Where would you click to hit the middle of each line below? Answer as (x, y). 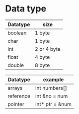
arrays (15, 88)
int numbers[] (51, 88)
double (16, 65)
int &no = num (51, 96)
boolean (17, 33)
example (53, 79)
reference (19, 96)
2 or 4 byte (47, 49)
